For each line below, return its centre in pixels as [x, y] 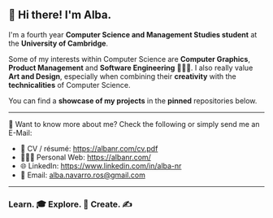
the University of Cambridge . [58, 43]
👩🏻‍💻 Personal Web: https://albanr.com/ [86, 157]
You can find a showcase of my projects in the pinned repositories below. [133, 100]
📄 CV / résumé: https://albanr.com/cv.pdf [89, 148]
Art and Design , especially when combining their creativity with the [123, 76]
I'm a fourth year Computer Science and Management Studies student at [133, 34]
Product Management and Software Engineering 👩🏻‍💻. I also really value [131, 68]
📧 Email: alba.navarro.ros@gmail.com [83, 175]
